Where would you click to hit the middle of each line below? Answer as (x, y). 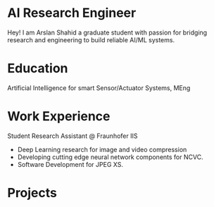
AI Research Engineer (72, 13)
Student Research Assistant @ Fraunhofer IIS (73, 136)
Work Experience (59, 117)
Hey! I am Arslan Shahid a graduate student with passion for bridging (107, 32)
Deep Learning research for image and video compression (102, 149)
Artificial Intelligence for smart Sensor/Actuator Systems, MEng (99, 88)
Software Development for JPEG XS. (70, 164)
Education (38, 69)
